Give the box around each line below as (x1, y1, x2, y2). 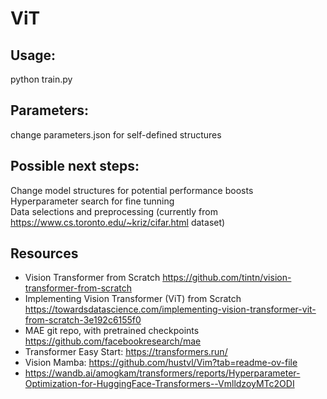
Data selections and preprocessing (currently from (10, 205, 218, 217)
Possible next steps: (10, 158, 140, 175)
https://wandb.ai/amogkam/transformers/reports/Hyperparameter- (24, 367, 301, 379)
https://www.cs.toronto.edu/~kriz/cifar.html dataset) (10, 216, 226, 228)
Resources (10, 245, 79, 262)
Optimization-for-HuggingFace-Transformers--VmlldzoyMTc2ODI (24, 378, 295, 390)
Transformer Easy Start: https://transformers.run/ (24, 346, 228, 358)
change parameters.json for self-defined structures (10, 128, 222, 141)
